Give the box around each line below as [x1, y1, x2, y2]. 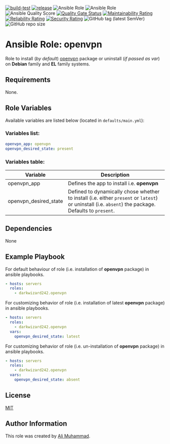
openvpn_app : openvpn [5, 141, 51, 147]
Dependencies [5, 224, 52, 233]
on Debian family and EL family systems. [5, 61, 90, 67]
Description [100, 171, 130, 178]
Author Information [5, 419, 67, 428]
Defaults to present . [68, 207, 115, 214]
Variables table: [5, 158, 45, 165]
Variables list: [5, 130, 40, 137]
